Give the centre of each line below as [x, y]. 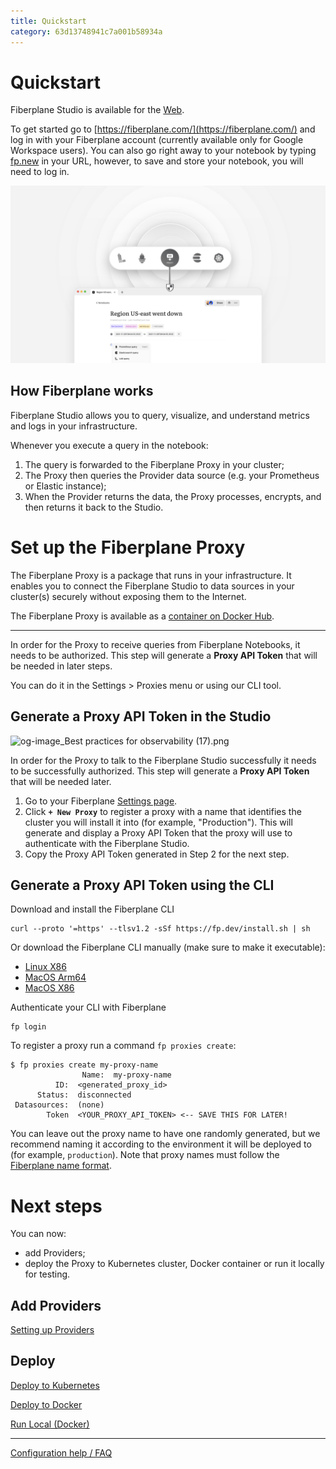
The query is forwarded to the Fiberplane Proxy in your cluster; [154, 464]
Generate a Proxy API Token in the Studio [141, 716]
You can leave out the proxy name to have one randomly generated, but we [165, 1134]
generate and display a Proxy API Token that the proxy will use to [158, 832]
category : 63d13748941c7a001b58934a [86, 31]
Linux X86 [45, 967]
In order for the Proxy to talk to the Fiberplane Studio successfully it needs [163, 760]
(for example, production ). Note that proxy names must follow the [145, 1155]
